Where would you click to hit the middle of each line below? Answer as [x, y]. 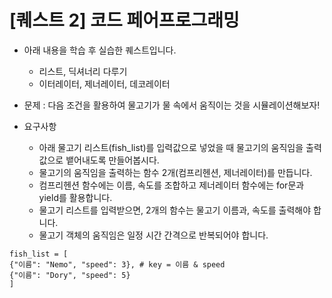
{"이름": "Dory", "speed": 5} [70, 275]
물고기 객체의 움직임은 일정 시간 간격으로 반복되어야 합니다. [153, 235]
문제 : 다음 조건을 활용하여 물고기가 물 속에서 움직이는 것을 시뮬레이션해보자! [172, 105]
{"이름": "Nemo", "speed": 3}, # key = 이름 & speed [117, 264]
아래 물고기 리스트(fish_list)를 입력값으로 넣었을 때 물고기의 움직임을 [171, 147]
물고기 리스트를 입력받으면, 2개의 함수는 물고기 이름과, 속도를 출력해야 [175, 210]
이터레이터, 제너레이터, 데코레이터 [104, 83]
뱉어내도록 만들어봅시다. [112, 160]
